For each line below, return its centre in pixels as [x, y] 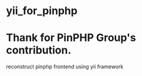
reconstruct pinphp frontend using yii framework [65, 67]
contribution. [39, 50]
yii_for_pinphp [42, 11]
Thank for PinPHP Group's [71, 38]
